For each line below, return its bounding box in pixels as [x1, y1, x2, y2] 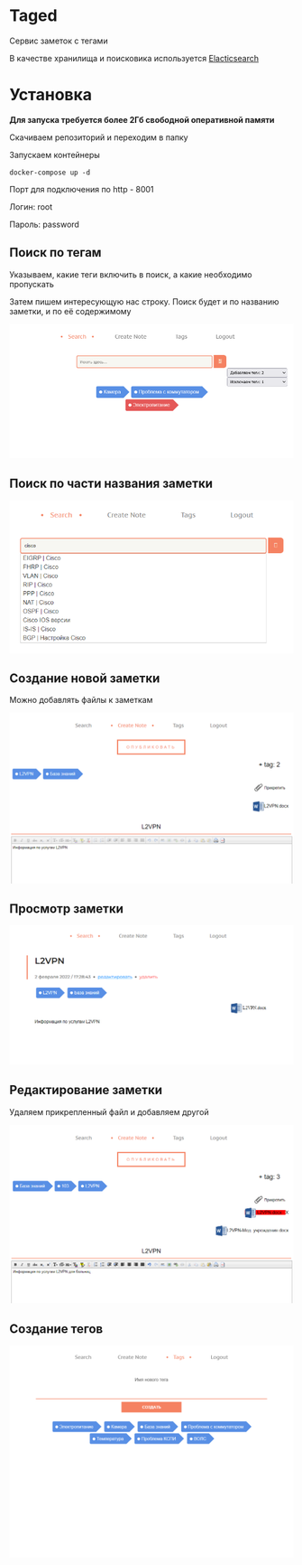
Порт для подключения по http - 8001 [9, 183, 155, 194]
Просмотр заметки [9, 901, 124, 916]
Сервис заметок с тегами [9, 35, 108, 46]
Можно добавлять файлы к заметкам [9, 695, 153, 706]
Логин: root [9, 201, 53, 212]
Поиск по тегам [9, 245, 102, 260]
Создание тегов [9, 1321, 104, 1336]
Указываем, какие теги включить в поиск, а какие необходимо [9, 268, 252, 280]
